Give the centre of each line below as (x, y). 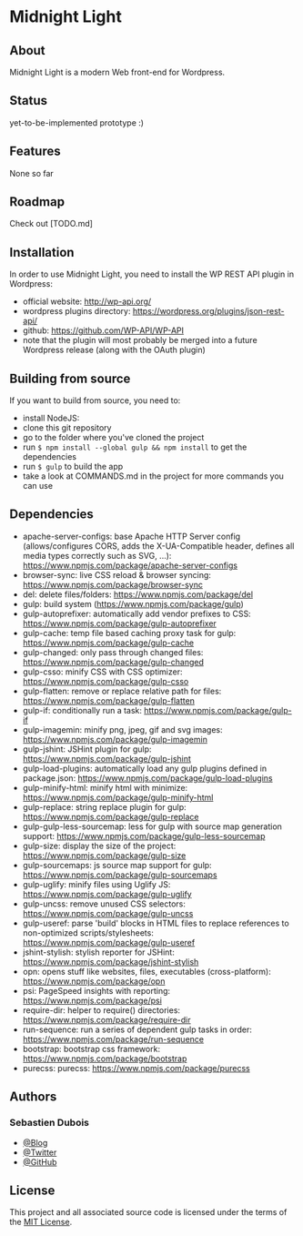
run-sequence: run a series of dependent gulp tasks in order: (137, 1029)
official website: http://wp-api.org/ (87, 301)
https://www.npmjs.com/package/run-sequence (113, 1038)
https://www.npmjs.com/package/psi (92, 1000)
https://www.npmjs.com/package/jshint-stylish (111, 961)
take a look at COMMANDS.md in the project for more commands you (153, 476)
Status (29, 101)
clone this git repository (67, 428)
